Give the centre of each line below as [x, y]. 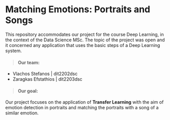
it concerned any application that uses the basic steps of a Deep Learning [83, 45]
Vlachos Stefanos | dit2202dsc [45, 74]
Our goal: [28, 91]
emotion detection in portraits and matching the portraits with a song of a [82, 108]
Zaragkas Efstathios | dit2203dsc [47, 79]
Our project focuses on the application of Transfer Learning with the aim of [84, 102]
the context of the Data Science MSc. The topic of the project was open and [85, 40]
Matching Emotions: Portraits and [78, 9]
